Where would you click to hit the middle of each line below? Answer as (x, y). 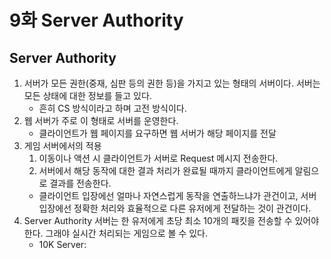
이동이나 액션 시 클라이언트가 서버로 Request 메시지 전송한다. (158, 158)
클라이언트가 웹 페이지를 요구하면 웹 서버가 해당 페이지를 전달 (157, 133)
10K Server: (62, 244)
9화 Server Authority (96, 20)
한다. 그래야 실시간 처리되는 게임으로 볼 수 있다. (116, 233)
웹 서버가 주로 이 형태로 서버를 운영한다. (101, 120)
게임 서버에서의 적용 (62, 145)
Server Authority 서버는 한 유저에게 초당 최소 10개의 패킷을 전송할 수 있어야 (171, 220)
